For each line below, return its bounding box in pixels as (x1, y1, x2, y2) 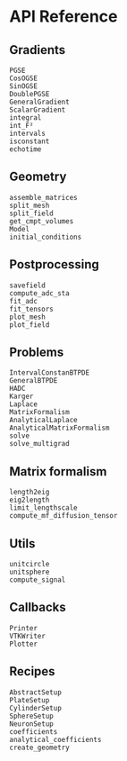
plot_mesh (9, 313, 47, 322)
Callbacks (9, 600, 67, 615)
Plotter (9, 639, 38, 648)
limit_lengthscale (9, 503, 78, 512)
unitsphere (9, 567, 50, 577)
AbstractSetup (9, 687, 63, 697)
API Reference (9, 6, 118, 27)
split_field (9, 209, 54, 218)
